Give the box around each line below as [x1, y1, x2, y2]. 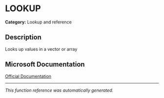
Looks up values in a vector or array [5, 46, 78, 52]
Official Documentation [5, 73, 52, 79]
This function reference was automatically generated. [5, 87, 114, 93]
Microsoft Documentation [5, 60, 85, 69]
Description [5, 33, 41, 41]
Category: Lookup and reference [5, 19, 72, 25]
